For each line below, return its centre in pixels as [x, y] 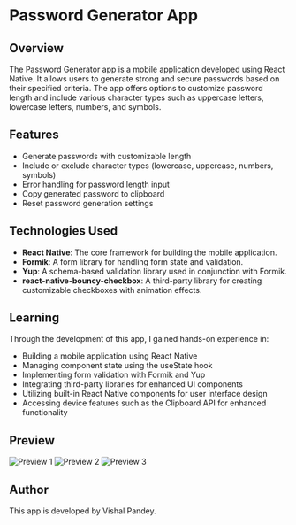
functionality [45, 413]
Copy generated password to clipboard [93, 193]
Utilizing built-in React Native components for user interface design [144, 394]
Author [29, 489]
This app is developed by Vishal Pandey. [83, 511]
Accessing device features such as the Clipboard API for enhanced [144, 403]
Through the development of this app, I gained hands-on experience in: [139, 339]
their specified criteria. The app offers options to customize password [136, 88]
